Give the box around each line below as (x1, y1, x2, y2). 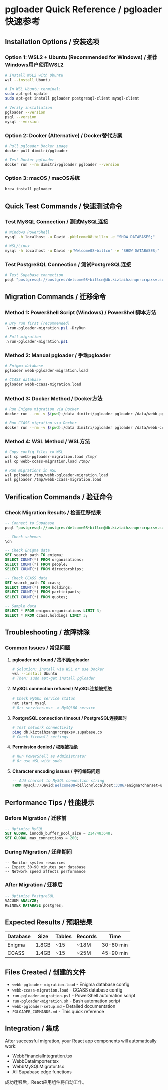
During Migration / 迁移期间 (5, 848, 72, 855)
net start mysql (12, 701, 46, 706)
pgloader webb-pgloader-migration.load (5, 368, 88, 373)
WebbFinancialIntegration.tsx (12, 1053, 73, 1059)
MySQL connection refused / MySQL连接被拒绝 (12, 686, 112, 692)
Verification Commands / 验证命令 (5, 492, 113, 501)
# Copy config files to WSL (5, 450, 64, 455)
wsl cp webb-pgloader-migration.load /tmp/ (5, 454, 97, 459)
